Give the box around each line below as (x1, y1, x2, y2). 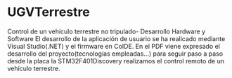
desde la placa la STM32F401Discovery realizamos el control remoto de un (7, 56, 225, 65)
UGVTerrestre (7, 4, 90, 20)
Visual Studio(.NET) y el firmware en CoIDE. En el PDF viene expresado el (7, 42, 220, 50)
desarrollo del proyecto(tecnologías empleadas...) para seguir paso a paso (7, 49, 224, 58)
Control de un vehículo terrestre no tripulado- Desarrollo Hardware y (7, 27, 206, 36)
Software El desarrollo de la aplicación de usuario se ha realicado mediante (7, 34, 226, 42)
